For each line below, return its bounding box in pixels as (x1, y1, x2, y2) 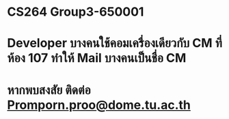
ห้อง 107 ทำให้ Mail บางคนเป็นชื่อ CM (7, 51, 187, 66)
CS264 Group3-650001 (7, 4, 144, 20)
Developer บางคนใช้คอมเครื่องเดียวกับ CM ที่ (7, 36, 222, 51)
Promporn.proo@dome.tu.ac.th (7, 97, 191, 113)
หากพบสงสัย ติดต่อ (7, 82, 91, 98)
